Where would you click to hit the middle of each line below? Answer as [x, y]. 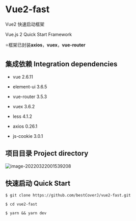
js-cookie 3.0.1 [28, 136]
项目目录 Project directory [47, 153]
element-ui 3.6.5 [30, 87]
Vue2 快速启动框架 [25, 24]
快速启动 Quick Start [38, 183]
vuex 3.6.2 [24, 106]
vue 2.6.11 [23, 77]
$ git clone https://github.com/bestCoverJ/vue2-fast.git [68, 195]
